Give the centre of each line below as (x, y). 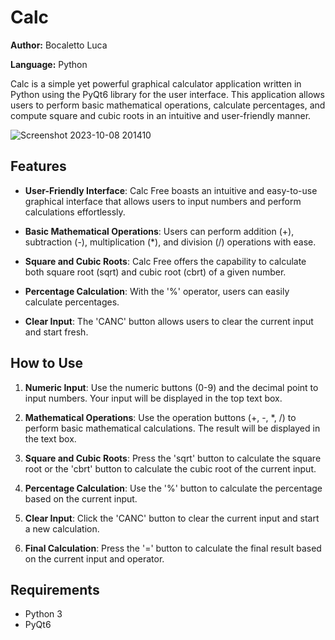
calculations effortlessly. (75, 212)
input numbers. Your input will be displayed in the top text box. (153, 398)
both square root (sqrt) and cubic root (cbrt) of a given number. (155, 272)
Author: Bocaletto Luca (59, 45)
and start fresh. (56, 332)
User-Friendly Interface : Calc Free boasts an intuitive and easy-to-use (171, 190)
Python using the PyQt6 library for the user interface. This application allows (167, 94)
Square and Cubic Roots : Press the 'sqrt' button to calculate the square (173, 458)
